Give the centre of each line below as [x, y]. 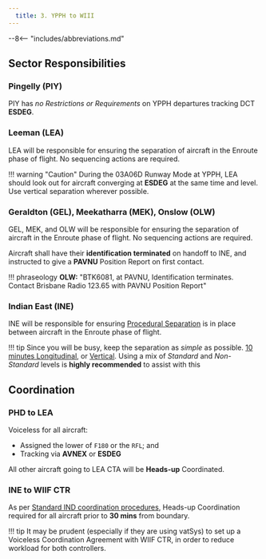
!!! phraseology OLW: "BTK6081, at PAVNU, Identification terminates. [121, 277]
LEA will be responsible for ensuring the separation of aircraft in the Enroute [133, 150]
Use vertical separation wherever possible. [79, 191]
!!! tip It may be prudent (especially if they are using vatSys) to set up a [125, 531]
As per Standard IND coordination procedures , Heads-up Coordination [124, 507]
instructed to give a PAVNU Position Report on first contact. [106, 261]
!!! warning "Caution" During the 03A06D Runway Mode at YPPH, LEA [123, 174]
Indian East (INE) [41, 306]
